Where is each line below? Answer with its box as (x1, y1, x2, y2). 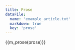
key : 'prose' (10, 26, 37, 31)
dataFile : (5, 12, 26, 17)
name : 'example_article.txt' (10, 16, 71, 21)
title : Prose (5, 7, 33, 12)
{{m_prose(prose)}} (5, 39, 46, 45)
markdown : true (10, 21, 42, 26)
